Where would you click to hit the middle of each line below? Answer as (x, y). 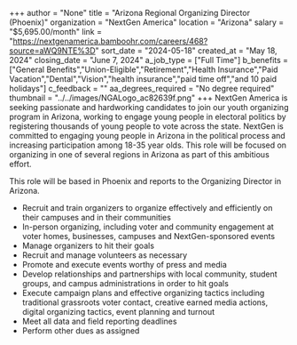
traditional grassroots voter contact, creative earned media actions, (145, 302)
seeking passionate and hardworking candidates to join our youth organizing (149, 107)
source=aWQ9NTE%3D (52, 51)
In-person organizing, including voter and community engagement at (148, 227)
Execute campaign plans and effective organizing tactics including (143, 293)
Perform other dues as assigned (81, 331)
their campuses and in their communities (96, 217)
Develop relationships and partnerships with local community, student (149, 274)
